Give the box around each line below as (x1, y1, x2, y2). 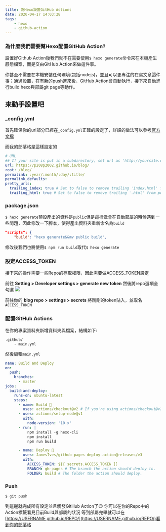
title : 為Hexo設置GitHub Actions (5, 7, 72, 12)
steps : (14, 397, 28, 402)
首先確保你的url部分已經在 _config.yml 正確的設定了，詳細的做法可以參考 (5, 127, 152, 133)
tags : (5, 16, 16, 21)
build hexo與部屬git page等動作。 (9, 84, 78, 90)
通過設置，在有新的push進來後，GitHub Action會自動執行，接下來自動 (13, 78, 157, 84)
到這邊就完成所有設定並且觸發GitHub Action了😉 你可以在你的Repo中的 (5, 503, 150, 509)
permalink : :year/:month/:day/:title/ (5, 172, 85, 177)
